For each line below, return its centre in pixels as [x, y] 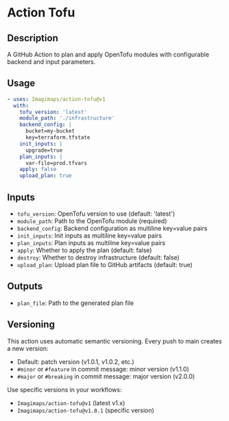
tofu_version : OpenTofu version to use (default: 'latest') [96, 214]
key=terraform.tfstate [58, 138]
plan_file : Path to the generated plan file [75, 303]
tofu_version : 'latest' [53, 112]
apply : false [38, 170]
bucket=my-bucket [50, 131]
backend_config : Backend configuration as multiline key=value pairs [112, 228]
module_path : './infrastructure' [67, 118]
